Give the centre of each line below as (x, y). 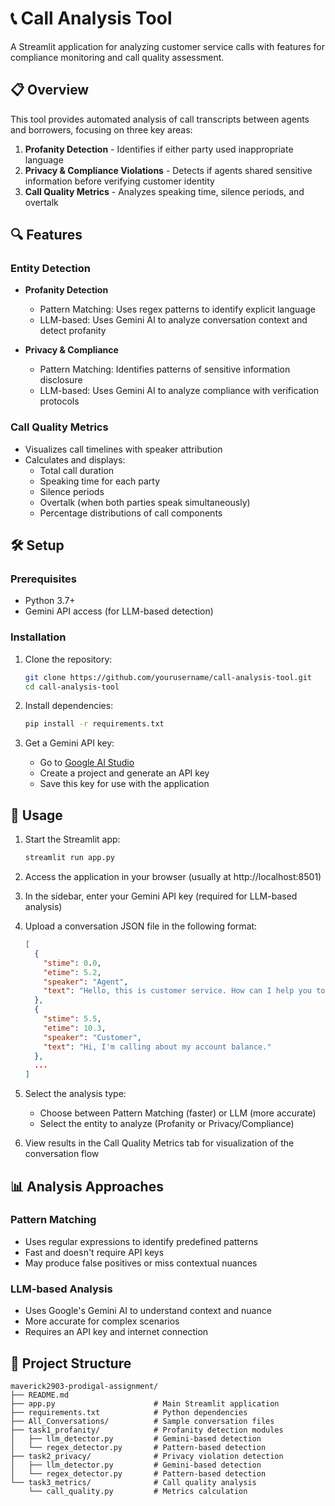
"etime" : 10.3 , (75, 1028)
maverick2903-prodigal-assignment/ (84, 1386)
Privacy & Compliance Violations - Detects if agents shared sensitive (168, 170)
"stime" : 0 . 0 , (72, 963)
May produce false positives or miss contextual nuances (141, 1263)
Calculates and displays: (75, 459)
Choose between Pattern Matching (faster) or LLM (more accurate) (178, 1113)
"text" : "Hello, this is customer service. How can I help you (177, 991)
